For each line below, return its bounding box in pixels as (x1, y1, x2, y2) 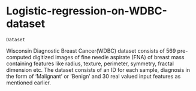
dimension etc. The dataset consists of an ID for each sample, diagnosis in (6, 66, 191, 73)
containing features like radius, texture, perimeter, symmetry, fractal (6, 60, 174, 67)
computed (6, 53, 32, 60)
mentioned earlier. (6, 79, 52, 86)
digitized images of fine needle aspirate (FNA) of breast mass (32, 53, 185, 60)
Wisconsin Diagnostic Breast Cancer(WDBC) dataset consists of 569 (6, 47, 176, 54)
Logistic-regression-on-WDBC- (6, 4, 168, 18)
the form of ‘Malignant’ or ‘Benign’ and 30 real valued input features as (6, 72, 181, 80)
